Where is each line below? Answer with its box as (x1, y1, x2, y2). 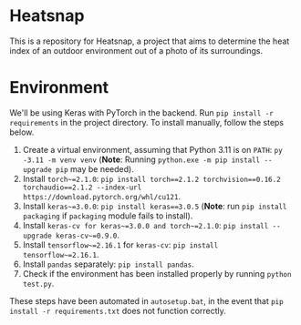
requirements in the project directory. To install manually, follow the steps (9, 117, 285, 127)
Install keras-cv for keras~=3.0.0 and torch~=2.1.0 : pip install (22, 219, 269, 230)
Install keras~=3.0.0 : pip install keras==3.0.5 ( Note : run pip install (22, 200, 287, 211)
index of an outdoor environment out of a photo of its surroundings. (9, 45, 263, 56)
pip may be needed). (56, 163, 134, 174)
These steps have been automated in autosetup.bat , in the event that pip (9, 295, 285, 306)
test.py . (22, 278, 55, 289)
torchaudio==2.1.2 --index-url (22, 183, 142, 192)
